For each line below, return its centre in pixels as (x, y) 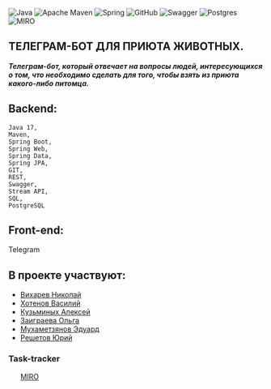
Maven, (19, 135)
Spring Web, (28, 149)
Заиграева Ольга (49, 321)
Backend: (33, 109)
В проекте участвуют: (67, 275)
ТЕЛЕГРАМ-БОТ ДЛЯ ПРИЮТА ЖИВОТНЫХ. (126, 47)
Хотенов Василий (50, 303)
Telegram (24, 250)
